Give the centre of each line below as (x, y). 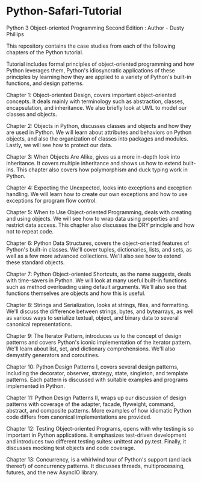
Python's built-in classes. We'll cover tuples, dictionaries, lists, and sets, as (99, 249)
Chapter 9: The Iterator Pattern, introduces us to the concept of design (94, 335)
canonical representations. (39, 324)
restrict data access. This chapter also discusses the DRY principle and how (100, 225)
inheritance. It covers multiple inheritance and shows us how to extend (94, 163)
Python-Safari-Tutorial (64, 11)
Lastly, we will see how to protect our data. (59, 145)
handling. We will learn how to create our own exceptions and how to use (97, 194)
